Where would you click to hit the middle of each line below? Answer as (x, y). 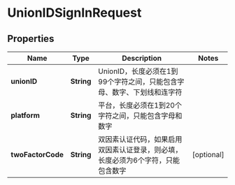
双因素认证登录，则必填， (140, 150)
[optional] (208, 155)
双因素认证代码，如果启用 (140, 139)
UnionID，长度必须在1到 (138, 71)
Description (142, 58)
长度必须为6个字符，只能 (139, 160)
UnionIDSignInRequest (74, 13)
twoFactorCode (37, 155)
